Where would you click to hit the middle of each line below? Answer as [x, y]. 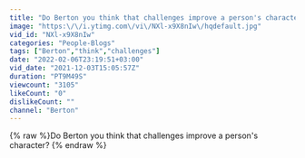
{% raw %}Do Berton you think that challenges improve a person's [134, 135]
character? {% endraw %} [58, 145]
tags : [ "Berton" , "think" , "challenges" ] [85, 51]
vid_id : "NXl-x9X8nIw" [52, 34]
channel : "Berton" [44, 110]
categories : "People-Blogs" [63, 43]
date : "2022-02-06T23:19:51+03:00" [77, 60]
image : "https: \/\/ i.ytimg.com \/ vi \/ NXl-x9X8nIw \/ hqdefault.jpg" [135, 26]
